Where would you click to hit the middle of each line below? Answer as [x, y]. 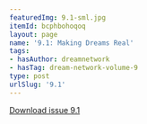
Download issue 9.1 [45, 110]
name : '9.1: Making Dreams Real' [72, 43]
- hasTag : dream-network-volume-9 [74, 68]
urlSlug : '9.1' [38, 84]
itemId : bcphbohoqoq [48, 26]
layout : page [34, 34]
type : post [30, 76]
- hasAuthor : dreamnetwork [60, 59]
